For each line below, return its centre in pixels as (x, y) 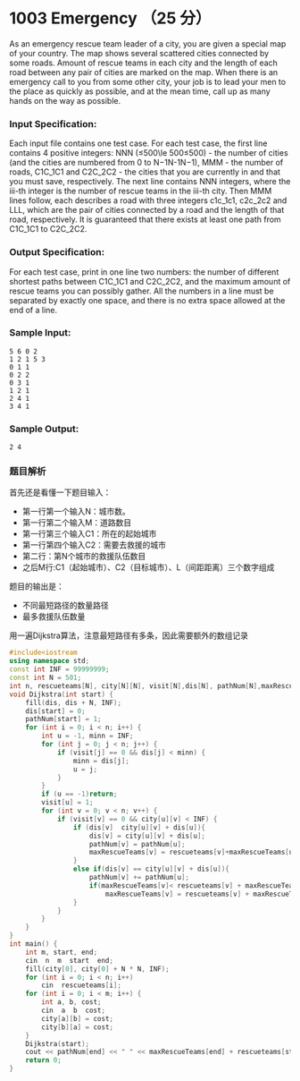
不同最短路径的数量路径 (65, 606)
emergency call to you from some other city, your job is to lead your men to (148, 81)
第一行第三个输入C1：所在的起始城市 (89, 534)
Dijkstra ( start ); (58, 1043)
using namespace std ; (50, 661)
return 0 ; (44, 1060)
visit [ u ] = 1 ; (67, 803)
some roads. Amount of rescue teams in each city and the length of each (144, 63)
